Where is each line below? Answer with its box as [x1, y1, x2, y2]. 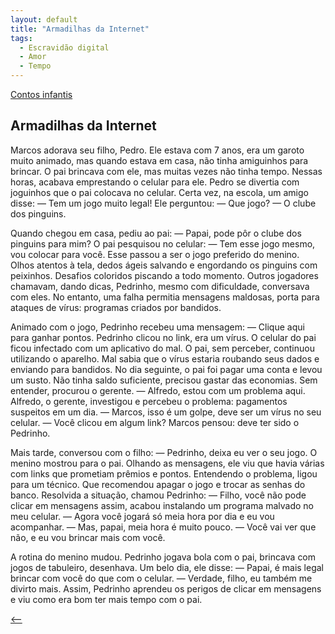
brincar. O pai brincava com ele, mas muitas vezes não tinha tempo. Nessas [10, 165, 323, 177]
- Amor [19, 52, 47, 62]
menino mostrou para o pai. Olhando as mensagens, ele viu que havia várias [10, 457, 325, 469]
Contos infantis [10, 89, 73, 100]
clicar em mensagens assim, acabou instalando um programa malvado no [10, 499, 315, 511]
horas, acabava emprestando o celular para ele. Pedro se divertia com [10, 176, 300, 188]
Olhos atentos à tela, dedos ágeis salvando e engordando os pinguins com [10, 259, 318, 271]
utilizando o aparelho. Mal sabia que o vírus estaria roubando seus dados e [10, 352, 320, 365]
